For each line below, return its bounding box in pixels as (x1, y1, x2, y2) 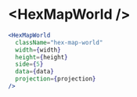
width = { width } (15, 45, 61, 54)
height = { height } (15, 53, 68, 61)
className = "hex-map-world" (15, 38, 103, 46)
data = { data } (15, 68, 55, 76)
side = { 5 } (15, 60, 44, 68)
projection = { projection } (15, 75, 96, 83)
